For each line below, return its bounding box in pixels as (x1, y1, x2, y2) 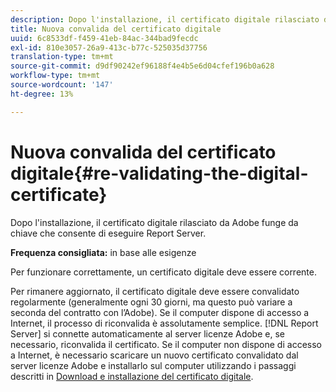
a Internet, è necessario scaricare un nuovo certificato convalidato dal (10, 349, 299, 361)
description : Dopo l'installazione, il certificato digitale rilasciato (10, 14, 320, 25)
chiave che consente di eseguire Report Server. (10, 227, 207, 239)
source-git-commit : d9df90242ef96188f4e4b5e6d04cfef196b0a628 (10, 61, 275, 71)
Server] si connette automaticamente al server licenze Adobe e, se (10, 327, 285, 340)
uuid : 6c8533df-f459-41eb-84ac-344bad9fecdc (10, 33, 199, 43)
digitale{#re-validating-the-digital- (10, 162, 309, 185)
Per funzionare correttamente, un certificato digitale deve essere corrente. (10, 266, 317, 278)
